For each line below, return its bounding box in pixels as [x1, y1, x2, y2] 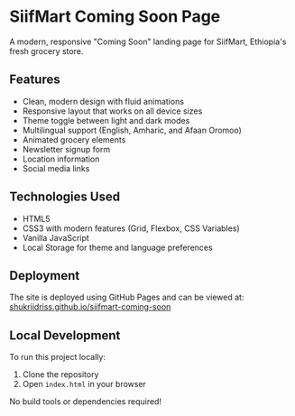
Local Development [9, 328, 121, 343]
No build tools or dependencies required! [9, 396, 162, 407]
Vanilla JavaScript [22, 232, 90, 243]
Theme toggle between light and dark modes [22, 115, 190, 125]
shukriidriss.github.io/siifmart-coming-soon [9, 301, 171, 312]
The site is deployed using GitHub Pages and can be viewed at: [9, 291, 244, 303]
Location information [22, 153, 100, 164]
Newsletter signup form [22, 143, 111, 154]
